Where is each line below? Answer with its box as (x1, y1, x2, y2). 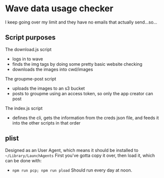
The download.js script (5, 46, 52, 52)
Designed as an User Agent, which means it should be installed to (5, 147, 139, 153)
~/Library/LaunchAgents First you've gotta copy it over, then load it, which (5, 153, 155, 158)
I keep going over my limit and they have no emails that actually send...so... (5, 19, 158, 25)
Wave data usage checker (5, 3, 114, 14)
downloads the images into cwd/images (12, 66, 94, 72)
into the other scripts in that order (12, 120, 81, 126)
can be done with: (5, 157, 42, 163)
